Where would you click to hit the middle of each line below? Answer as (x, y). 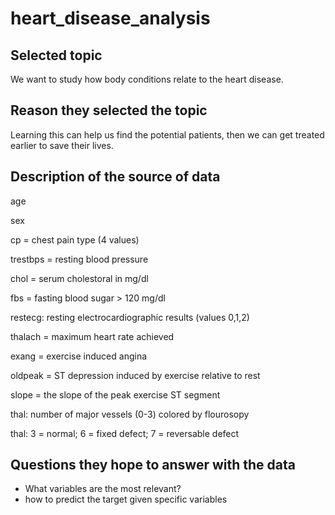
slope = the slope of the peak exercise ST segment (115, 394)
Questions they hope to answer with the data (153, 465)
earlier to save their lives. (62, 145)
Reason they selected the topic (109, 110)
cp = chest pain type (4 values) (75, 239)
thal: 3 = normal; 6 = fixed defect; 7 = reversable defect (125, 433)
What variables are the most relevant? (103, 489)
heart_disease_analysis (110, 18)
